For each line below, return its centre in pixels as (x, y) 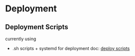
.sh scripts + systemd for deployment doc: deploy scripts (71, 48)
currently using (21, 39)
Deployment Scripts (37, 27)
